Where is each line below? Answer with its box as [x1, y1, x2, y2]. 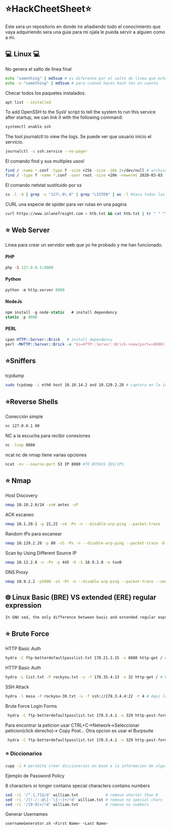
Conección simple [5, 414, 43, 419]
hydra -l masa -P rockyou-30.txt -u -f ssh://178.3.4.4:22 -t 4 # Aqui [5, 694, 160, 699]
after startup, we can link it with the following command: [5, 115, 123, 121]
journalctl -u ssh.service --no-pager [5, 149, 88, 154]
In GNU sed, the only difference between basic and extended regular [5, 615, 156, 620]
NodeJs [5, 299, 22, 305]
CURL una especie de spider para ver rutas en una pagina [5, 201, 127, 207]
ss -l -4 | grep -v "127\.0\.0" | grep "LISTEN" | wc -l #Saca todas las [5, 192, 165, 197]
